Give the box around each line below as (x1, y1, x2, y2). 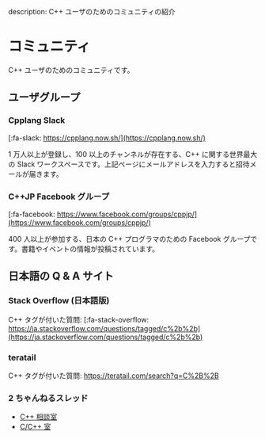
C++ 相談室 (19, 412, 58, 422)
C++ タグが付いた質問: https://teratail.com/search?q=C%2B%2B (8, 371, 219, 380)
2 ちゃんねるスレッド (8, 392, 89, 403)
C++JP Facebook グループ (8, 191, 109, 202)
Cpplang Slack (8, 115, 66, 126)
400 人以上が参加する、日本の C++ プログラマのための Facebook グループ (8, 234, 251, 243)
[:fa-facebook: (8, 209, 55, 219)
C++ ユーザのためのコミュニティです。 (8, 65, 134, 74)
